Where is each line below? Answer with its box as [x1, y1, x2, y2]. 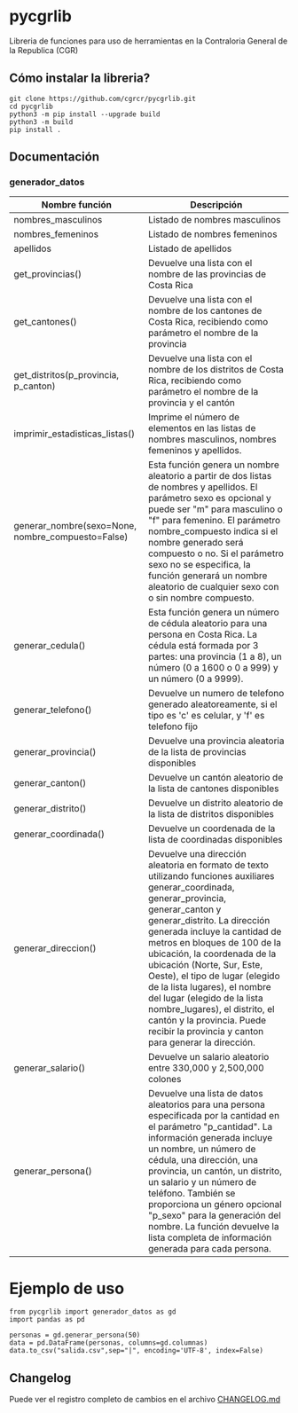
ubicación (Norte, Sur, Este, [147, 959, 263, 971]
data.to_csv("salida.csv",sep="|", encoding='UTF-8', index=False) [9, 1346, 264, 1355]
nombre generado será [147, 537, 244, 549]
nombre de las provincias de [147, 268, 266, 280]
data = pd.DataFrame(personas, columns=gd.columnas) [9, 1338, 208, 1347]
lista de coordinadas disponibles [147, 834, 283, 846]
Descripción [190, 199, 243, 211]
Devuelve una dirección [147, 848, 247, 860]
